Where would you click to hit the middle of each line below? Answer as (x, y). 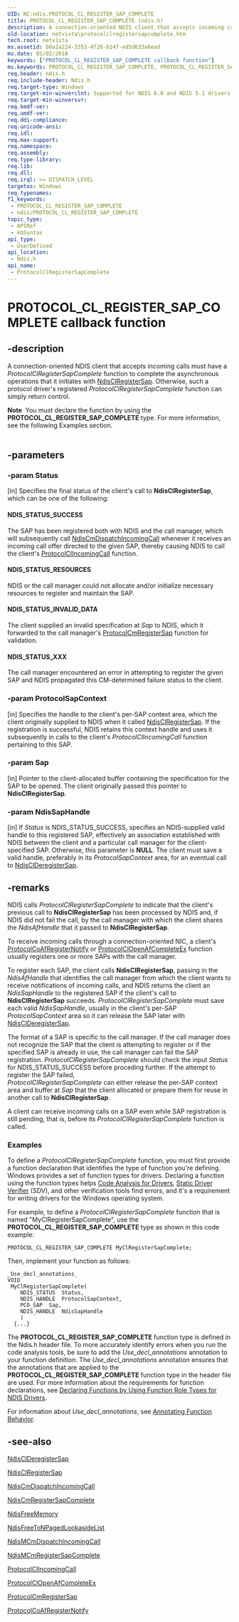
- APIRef (23, 226)
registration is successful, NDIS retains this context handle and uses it (110, 729)
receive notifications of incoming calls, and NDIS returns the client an (109, 985)
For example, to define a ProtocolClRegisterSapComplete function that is (114, 1212)
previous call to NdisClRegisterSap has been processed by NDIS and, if (113, 912)
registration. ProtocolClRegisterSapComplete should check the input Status (118, 1059)
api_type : (22, 239)
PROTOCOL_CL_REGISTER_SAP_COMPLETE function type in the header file (119, 1375)
